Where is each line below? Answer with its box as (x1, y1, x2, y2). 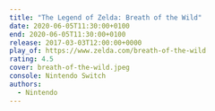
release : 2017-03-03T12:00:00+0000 (9, 38, 142, 47)
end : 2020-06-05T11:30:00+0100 (9, 30, 126, 38)
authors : (9, 80, 42, 89)
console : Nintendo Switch (9, 72, 106, 81)
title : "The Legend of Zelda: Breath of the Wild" (9, 13, 202, 22)
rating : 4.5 (9, 55, 54, 64)
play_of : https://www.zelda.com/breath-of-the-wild (9, 47, 206, 55)
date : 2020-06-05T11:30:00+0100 (9, 21, 130, 30)
